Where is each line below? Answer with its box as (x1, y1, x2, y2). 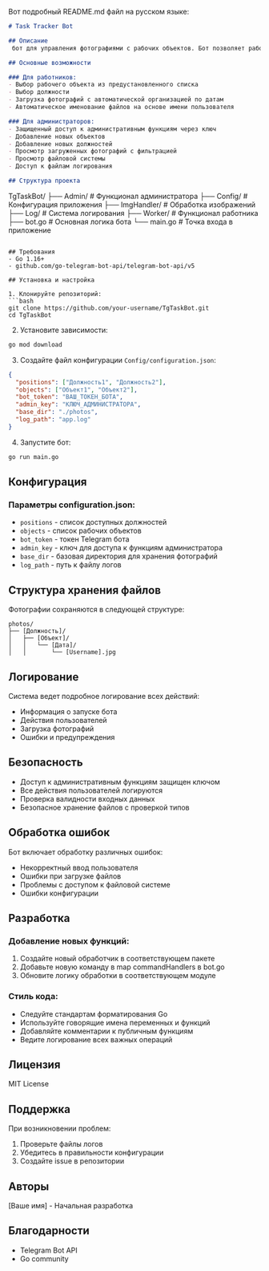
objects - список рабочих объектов (19, 526, 142, 536)
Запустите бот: (19, 437, 71, 447)
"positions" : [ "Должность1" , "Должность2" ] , (15, 378, 167, 386)
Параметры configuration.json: (8, 499, 136, 510)
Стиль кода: (8, 991, 58, 1002)
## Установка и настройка (8, 276, 94, 284)
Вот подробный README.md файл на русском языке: (8, 7, 190, 16)
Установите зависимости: (19, 325, 108, 335)
